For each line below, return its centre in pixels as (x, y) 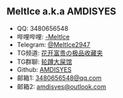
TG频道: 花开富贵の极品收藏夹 (60, 52)
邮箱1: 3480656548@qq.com (59, 78)
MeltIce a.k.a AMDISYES (61, 12)
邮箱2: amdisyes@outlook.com (61, 86)
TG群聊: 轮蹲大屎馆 (44, 62)
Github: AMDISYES (44, 69)
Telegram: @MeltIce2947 (53, 44)
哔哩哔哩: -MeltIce (43, 36)
